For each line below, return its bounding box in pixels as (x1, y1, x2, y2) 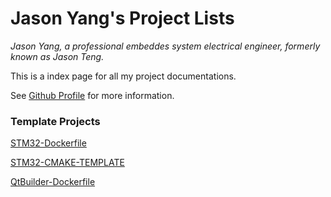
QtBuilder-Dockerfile (10, 176, 96, 188)
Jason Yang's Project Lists (10, 7, 235, 30)
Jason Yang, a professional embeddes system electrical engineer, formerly (10, 40, 321, 52)
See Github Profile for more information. (10, 89, 175, 101)
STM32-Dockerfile (10, 137, 87, 149)
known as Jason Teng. (10, 50, 105, 62)
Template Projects (10, 114, 101, 128)
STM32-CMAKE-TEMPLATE (10, 157, 125, 169)
